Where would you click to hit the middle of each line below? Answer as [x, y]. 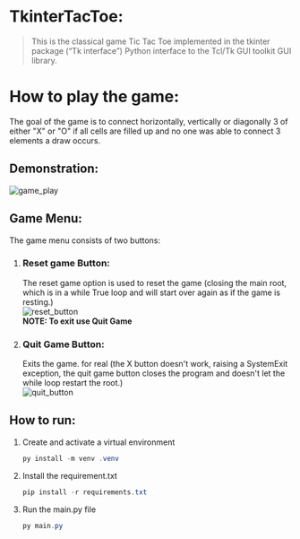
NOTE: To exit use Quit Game [77, 321]
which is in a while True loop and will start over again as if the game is [151, 292]
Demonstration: [54, 169]
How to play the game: [94, 97]
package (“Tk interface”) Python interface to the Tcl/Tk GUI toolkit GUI [161, 50]
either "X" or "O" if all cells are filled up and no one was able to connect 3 [145, 131]
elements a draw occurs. [55, 140]
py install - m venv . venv [70, 458]
